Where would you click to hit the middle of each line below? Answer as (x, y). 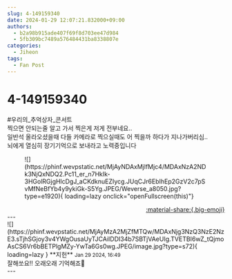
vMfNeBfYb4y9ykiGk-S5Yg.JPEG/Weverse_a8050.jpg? (103, 188)
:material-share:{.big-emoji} (185, 209)
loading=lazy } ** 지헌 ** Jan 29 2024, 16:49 (64, 254)
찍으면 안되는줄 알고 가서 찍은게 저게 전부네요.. (70, 128)
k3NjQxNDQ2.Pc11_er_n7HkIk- (67, 174)
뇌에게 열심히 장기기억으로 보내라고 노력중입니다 (72, 145)
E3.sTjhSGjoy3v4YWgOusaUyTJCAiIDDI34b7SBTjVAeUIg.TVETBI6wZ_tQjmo (116, 239)
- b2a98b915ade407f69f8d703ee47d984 (66, 33)
